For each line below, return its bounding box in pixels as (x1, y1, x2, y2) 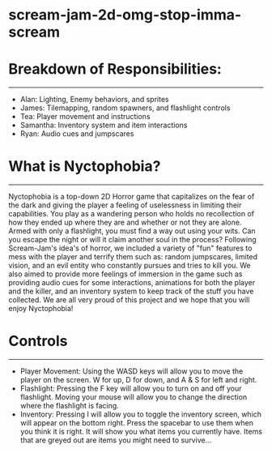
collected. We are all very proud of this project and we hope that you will (8, 295, 250, 305)
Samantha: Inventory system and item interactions (19, 120, 188, 130)
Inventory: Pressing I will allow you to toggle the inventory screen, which (19, 409, 261, 419)
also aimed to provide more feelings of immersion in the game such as (8, 269, 243, 279)
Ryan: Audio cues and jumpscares (19, 129, 134, 139)
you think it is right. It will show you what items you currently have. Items (19, 427, 263, 436)
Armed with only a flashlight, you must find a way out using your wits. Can (8, 226, 257, 236)
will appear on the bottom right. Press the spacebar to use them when (19, 418, 253, 427)
